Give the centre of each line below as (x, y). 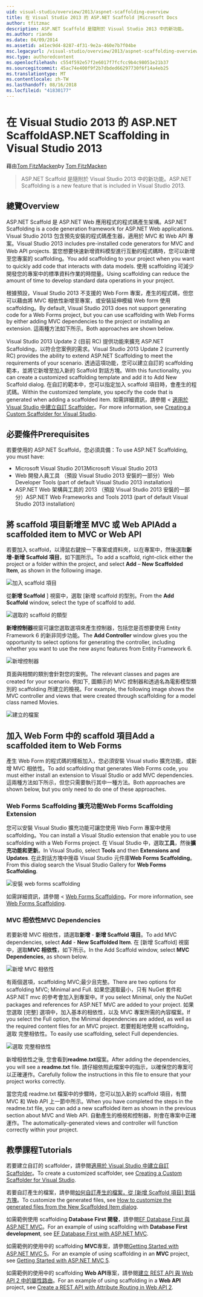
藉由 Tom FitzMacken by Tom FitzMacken (56, 166)
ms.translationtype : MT (36, 74)
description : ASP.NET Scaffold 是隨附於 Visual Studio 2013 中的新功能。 (96, 29)
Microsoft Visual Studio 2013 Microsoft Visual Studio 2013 (86, 469)
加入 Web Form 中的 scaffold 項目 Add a (81, 736)
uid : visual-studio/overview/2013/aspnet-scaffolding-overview (88, 12)
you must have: (25, 457)
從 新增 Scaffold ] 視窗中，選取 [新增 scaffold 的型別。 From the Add (90, 596)
